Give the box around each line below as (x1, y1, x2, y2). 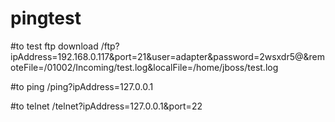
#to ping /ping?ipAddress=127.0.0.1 (10, 80, 154, 92)
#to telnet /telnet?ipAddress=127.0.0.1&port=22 (10, 100, 203, 112)
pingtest (10, 7, 82, 30)
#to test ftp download (10, 40, 99, 52)
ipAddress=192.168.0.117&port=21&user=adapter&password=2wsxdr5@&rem (10, 50, 326, 62)
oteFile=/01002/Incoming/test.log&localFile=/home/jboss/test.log (10, 61, 279, 73)
